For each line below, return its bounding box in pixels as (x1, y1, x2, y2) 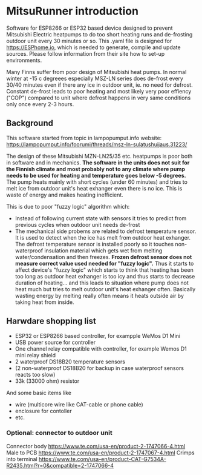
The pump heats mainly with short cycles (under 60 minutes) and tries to (6, 178, 187, 186)
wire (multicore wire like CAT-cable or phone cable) (15, 400, 143, 408)
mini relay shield (15, 351, 56, 359)
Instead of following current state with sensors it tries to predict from (15, 214, 187, 222)
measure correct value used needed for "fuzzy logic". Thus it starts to (15, 260, 194, 267)
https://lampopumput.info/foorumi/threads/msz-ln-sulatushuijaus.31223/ (6, 141, 187, 148)
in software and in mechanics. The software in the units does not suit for (6, 159, 190, 166)
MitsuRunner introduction (6, 4, 139, 18)
